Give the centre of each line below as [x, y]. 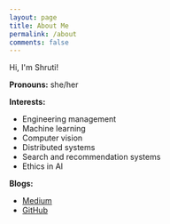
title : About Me [39, 26]
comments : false [39, 42]
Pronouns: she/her [44, 84]
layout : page [33, 17]
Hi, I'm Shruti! [34, 68]
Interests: [27, 102]
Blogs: [21, 184]
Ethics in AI [42, 166]
